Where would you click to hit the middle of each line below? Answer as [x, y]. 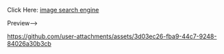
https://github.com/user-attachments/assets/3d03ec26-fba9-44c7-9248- [112, 36]
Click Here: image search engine [53, 10]
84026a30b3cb [29, 43]
